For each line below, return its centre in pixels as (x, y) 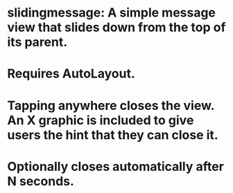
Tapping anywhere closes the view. (111, 105)
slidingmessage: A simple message (112, 13)
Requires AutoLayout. (71, 74)
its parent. (37, 42)
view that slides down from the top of (116, 27)
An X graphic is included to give (101, 120)
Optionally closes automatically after (115, 166)
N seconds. (41, 181)
